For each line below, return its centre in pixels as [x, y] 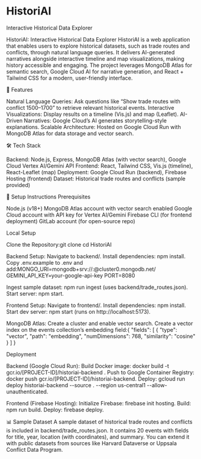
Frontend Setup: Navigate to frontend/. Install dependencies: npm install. [96, 305]
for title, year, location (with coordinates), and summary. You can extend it [98, 437]
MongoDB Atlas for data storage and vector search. [70, 133]
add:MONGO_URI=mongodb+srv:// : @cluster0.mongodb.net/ [81, 269]
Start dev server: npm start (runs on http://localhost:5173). [79, 311]
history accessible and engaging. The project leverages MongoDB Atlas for [99, 65]
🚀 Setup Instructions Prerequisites [48, 197]
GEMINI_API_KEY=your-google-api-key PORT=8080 [71, 275]
